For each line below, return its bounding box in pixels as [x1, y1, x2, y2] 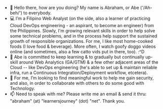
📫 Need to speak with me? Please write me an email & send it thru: [9, 91, 147, 97]
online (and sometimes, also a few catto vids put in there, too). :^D [9, 49, 145, 54]
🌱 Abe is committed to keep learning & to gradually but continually [9, 54, 145, 60]
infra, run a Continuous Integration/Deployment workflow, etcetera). [9, 70, 148, 75]
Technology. [9, 85, 36, 91]
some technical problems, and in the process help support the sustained [9, 33, 158, 39]
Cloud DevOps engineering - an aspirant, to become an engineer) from [9, 23, 154, 28]
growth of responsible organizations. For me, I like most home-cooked [9, 38, 153, 44]
